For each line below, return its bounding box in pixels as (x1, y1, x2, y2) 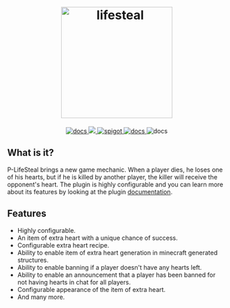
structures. (17, 256, 49, 264)
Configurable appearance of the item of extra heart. (17, 285, 166, 293)
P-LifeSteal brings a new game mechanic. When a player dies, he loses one (7, 165, 224, 174)
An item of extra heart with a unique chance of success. (17, 234, 179, 242)
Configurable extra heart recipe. (17, 241, 110, 249)
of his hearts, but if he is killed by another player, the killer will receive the (7, 172, 217, 181)
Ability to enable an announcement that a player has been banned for (17, 270, 216, 279)
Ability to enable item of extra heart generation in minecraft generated (17, 248, 217, 257)
